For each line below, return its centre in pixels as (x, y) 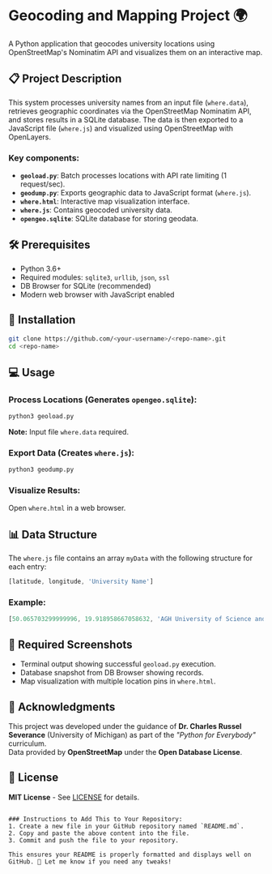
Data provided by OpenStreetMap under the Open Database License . (125, 752)
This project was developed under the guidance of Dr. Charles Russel (125, 726)
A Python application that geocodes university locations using (112, 43)
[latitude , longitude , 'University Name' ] (81, 582)
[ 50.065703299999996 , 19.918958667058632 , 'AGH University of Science (130, 619)
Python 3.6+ (41, 268)
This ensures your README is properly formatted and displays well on (130, 855)
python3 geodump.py (41, 470)
